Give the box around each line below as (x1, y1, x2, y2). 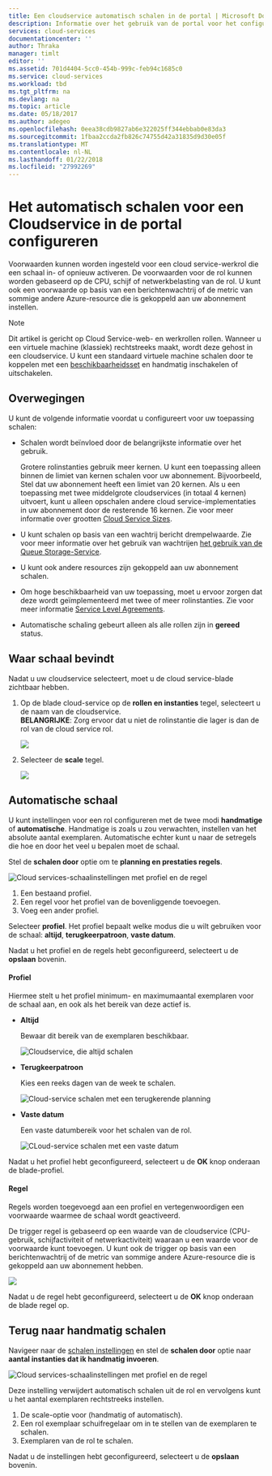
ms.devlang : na (8, 95, 60, 103)
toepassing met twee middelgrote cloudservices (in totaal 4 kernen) (19, 488, 247, 498)
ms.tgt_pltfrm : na (8, 87, 70, 96)
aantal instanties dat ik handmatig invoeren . (8, 1353, 159, 1364)
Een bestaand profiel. (19, 888, 92, 898)
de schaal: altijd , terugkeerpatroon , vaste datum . (8, 930, 176, 939)
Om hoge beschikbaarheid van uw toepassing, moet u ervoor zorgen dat (19, 586, 263, 597)
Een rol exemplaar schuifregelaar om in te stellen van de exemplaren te (19, 1418, 257, 1428)
